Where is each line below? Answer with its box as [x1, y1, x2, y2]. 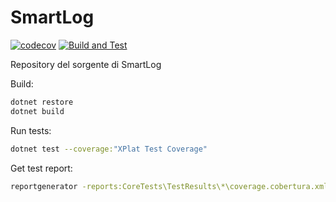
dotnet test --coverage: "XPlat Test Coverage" [10, 144, 208, 154]
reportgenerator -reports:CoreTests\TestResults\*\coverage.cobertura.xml [10, 181, 329, 191]
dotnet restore [10, 97, 74, 107]
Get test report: [10, 162, 73, 174]
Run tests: [10, 124, 52, 136]
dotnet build [10, 106, 65, 116]
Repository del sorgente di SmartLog [10, 58, 162, 70]
